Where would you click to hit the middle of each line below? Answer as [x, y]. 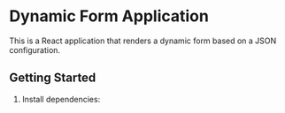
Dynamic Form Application [109, 16]
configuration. [35, 49]
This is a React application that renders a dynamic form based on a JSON [143, 41]
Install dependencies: [61, 99]
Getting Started [53, 78]
